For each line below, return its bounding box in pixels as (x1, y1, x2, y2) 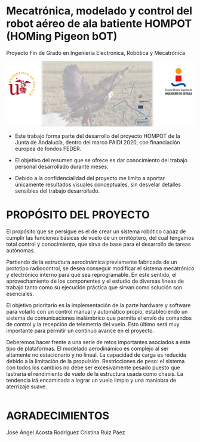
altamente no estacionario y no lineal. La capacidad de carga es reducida (6, 351, 186, 358)
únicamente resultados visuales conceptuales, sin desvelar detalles (14, 181, 181, 188)
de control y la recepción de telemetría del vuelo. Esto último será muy (6, 321, 180, 328)
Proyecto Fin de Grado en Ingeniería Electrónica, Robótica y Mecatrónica (6, 49, 186, 56)
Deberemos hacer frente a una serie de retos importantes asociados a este (6, 339, 191, 346)
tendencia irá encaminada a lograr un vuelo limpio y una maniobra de (6, 377, 177, 384)
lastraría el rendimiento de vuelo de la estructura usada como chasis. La (6, 370, 183, 378)
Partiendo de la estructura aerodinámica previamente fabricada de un (6, 258, 177, 266)
